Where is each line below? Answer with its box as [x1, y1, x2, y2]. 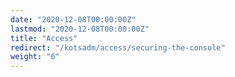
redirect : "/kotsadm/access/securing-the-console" [10, 42, 226, 53]
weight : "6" [10, 52, 60, 62]
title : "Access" [10, 33, 78, 43]
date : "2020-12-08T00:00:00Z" [10, 14, 137, 25]
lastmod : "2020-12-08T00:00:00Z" [10, 24, 150, 34]
